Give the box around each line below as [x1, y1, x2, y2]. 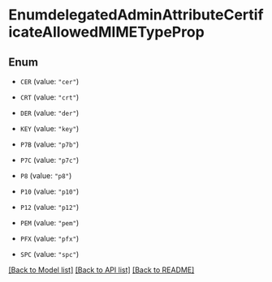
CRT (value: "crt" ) [19, 92, 80, 102]
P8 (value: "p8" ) [19, 171, 72, 180]
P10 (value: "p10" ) [19, 186, 80, 196]
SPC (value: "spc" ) [19, 250, 80, 258]
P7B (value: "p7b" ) [19, 139, 80, 149]
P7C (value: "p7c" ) [19, 156, 80, 164]
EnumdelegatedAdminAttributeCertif [8, 6, 264, 24]
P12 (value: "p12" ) [19, 203, 80, 211]
